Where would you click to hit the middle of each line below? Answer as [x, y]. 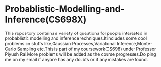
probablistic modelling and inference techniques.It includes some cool [76, 38]
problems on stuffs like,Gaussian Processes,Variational [61, 43]
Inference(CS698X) [46, 19]
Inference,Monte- [135, 43]
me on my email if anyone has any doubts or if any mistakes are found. [77, 59]
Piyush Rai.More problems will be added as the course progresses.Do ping [80, 54]
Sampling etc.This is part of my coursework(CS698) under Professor [86, 49]
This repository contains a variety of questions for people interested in [76, 33]
